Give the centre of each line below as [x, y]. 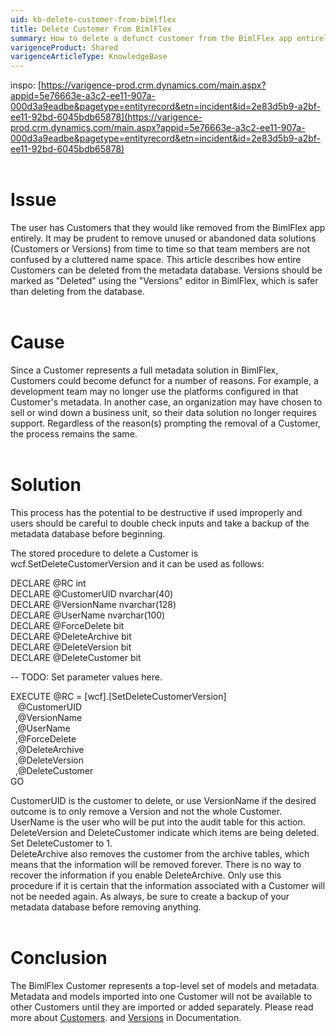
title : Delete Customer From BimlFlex [91, 29]
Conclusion [59, 958]
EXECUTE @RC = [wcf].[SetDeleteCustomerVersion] [118, 696]
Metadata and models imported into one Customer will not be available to [161, 996]
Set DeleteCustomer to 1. [61, 843]
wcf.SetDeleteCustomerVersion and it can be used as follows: [137, 563]
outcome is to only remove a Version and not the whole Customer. [146, 811]
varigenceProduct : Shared [64, 47]
